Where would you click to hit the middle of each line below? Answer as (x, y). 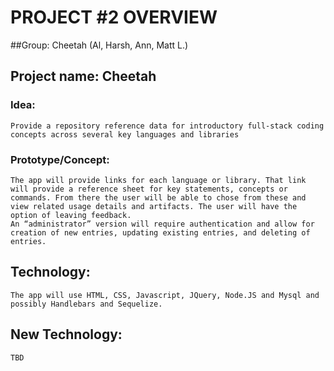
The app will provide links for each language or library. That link (158, 180)
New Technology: (66, 334)
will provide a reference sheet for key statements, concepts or (149, 189)
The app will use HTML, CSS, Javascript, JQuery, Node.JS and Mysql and (165, 295)
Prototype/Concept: (60, 159)
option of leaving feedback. (71, 215)
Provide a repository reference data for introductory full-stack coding (167, 126)
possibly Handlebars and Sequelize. (86, 304)
